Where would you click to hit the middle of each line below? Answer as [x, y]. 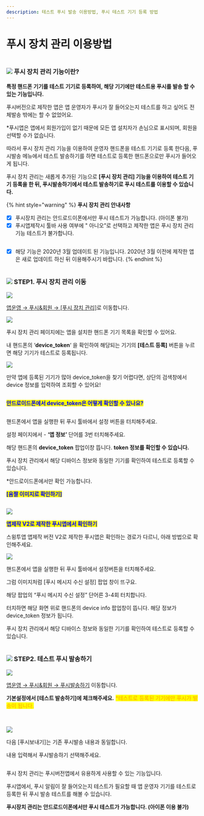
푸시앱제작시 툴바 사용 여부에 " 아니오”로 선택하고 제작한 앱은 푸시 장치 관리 [104, 225]
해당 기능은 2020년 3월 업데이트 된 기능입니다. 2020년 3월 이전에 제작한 [101, 251]
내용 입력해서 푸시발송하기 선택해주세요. [54, 755]
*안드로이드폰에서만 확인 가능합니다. [49, 481]
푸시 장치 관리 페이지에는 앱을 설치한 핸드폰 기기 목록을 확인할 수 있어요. [91, 332]
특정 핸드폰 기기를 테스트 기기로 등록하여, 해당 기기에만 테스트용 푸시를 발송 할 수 [100, 86]
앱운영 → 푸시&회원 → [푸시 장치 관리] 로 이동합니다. [68, 308]
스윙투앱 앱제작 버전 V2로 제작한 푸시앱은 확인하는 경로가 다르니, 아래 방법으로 [99, 537]
